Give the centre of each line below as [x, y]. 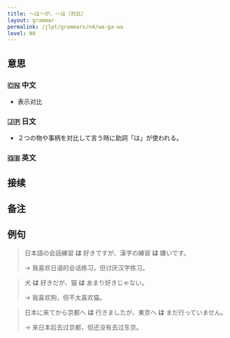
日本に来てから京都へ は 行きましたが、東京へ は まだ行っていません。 [125, 312]
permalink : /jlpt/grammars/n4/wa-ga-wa [65, 27]
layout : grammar [31, 20]
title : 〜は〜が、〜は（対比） [47, 14]
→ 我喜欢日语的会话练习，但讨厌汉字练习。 [86, 267]
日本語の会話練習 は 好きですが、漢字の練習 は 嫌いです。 [107, 253]
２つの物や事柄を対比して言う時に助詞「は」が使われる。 [100, 138]
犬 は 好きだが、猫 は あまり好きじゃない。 [86, 282]
